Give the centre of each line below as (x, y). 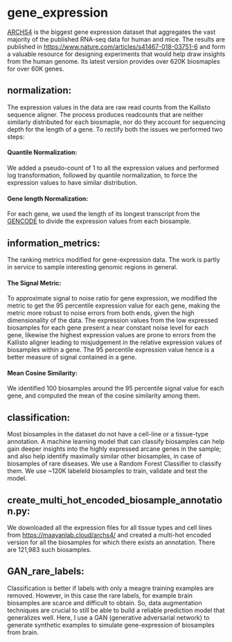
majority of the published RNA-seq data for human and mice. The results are (116, 39)
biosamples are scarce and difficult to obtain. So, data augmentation (105, 603)
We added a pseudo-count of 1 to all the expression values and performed (113, 168)
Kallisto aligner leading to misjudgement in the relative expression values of (115, 342)
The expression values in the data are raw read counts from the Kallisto (109, 107)
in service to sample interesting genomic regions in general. (92, 267)
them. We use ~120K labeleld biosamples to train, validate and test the (107, 471)
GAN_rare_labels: (46, 572)
